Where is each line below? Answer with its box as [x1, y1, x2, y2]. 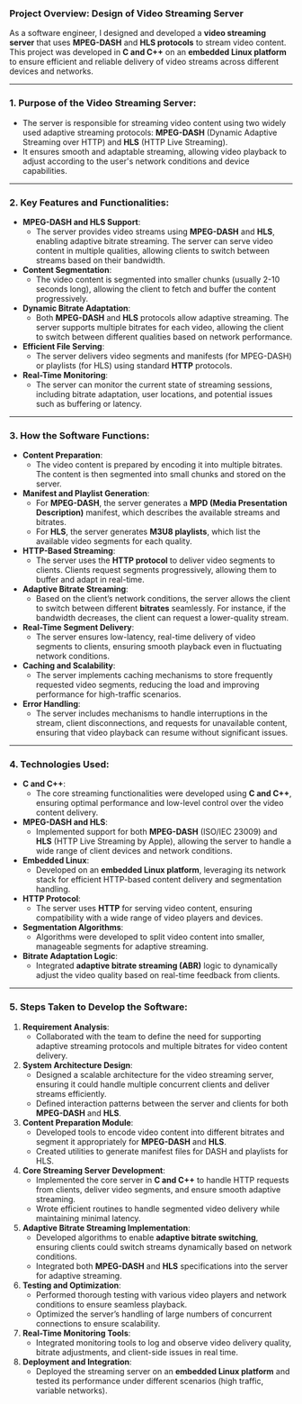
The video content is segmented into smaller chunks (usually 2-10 [35, 274, 280, 285]
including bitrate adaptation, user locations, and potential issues [35, 388, 273, 399]
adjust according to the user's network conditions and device [22, 156, 250, 167]
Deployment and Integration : [22, 1356, 132, 1367]
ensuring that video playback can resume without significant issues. [35, 728, 289, 738]
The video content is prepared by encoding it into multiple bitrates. [35, 459, 283, 470]
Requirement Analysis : [22, 1021, 110, 1032]
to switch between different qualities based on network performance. [35, 331, 293, 342]
